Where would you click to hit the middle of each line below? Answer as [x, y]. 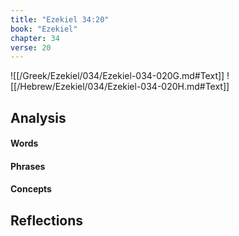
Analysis [38, 117]
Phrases [28, 166]
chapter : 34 [35, 38]
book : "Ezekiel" [44, 29]
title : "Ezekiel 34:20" [60, 19]
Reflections [47, 220]
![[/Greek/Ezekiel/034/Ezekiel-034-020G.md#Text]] [117, 76]
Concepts [31, 189]
